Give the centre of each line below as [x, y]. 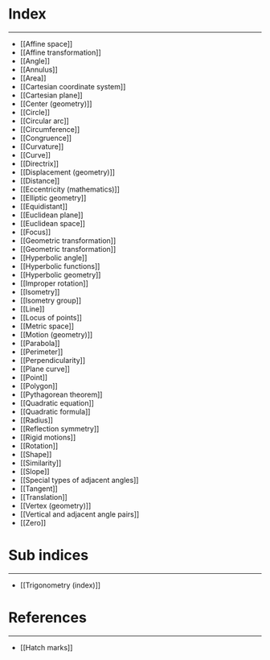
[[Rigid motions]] [48, 437]
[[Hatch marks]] [46, 647]
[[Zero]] [33, 522]
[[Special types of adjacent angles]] [79, 480]
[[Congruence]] [46, 138]
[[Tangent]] [39, 489]
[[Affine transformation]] [61, 52]
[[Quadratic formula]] [55, 411]
